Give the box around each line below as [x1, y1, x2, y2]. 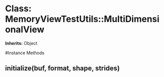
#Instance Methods [5, 50, 45, 56]
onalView [5, 24, 45, 35]
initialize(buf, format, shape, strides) [5, 64, 120, 73]
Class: [5, 3, 32, 14]
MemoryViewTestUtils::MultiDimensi [5, 13, 160, 25]
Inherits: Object [5, 40, 38, 46]
